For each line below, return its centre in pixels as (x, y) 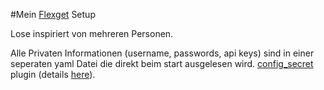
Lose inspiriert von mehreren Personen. (92, 33)
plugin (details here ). (53, 74)
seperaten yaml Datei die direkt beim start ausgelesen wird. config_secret (162, 63)
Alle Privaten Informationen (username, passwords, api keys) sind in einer (162, 53)
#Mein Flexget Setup (53, 14)
